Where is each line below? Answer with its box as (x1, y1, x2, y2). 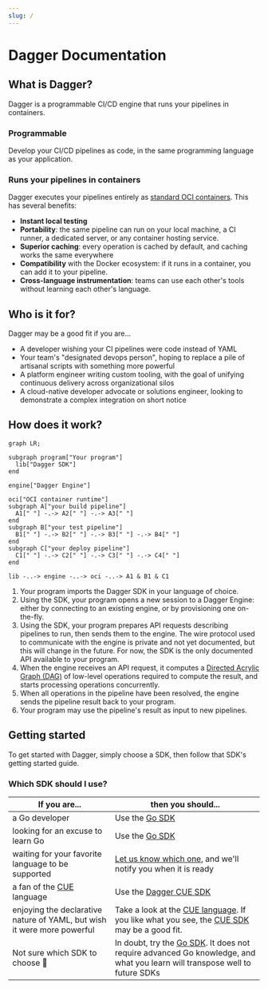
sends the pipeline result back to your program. (19, 696, 176, 706)
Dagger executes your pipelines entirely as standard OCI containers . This (8, 193, 249, 202)
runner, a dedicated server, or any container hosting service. (19, 233, 219, 243)
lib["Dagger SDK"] (15, 461, 77, 469)
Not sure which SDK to (12, 947, 97, 958)
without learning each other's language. (19, 285, 152, 294)
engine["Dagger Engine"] (8, 481, 91, 489)
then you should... (150, 799, 221, 810)
